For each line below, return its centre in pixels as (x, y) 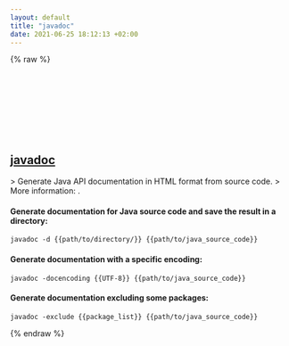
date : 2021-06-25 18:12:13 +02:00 (74, 34)
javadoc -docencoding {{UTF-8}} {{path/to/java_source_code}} (128, 278)
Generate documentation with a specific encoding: (107, 259)
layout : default (40, 17)
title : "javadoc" (42, 26)
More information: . (45, 191)
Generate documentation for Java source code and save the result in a (143, 211)
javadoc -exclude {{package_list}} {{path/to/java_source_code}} (134, 317)
